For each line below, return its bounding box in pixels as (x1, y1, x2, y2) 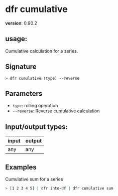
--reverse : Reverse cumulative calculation (12, 108, 100, 114)
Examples (5, 163, 37, 171)
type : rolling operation (12, 103, 58, 109)
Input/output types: (5, 122, 68, 131)
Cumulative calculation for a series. (5, 48, 78, 54)
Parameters (5, 89, 43, 98)
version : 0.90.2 (5, 20, 38, 26)
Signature (5, 63, 37, 71)
